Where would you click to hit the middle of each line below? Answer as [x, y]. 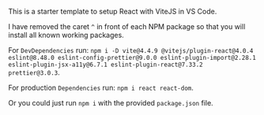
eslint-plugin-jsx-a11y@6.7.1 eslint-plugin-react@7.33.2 [106, 65]
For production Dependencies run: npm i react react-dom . [101, 87]
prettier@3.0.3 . [34, 72]
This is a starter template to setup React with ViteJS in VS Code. [113, 11]
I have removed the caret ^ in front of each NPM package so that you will [127, 26]
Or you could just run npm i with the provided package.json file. [111, 103]
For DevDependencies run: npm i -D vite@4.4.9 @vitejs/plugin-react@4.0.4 [131, 50]
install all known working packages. [66, 35]
